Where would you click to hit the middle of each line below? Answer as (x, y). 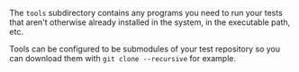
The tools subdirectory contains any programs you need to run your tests (146, 13)
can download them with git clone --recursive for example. (123, 58)
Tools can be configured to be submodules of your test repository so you (145, 49)
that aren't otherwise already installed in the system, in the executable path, (150, 22)
